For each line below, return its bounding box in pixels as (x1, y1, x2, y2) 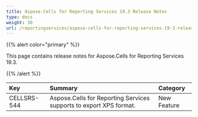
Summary (49, 84, 78, 92)
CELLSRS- (9, 94, 39, 102)
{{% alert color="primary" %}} (6, 41, 80, 48)
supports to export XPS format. (49, 101, 136, 109)
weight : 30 (6, 19, 33, 25)
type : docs (6, 14, 33, 20)
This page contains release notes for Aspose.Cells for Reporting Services (6, 52, 184, 59)
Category (158, 84, 186, 92)
